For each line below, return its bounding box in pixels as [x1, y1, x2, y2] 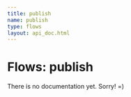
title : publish [7, 10, 52, 17]
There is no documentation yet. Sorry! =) [7, 82, 124, 91]
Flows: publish [7, 60, 94, 75]
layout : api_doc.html [7, 29, 70, 37]
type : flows [7, 23, 42, 30]
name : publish [7, 17, 49, 24]
